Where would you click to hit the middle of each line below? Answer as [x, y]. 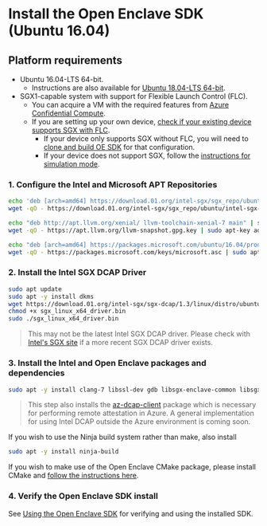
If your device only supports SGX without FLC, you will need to [146, 139]
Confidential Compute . [68, 113]
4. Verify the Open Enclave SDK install [83, 497]
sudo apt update [35, 289]
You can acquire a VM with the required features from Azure [130, 105]
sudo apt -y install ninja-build [64, 452]
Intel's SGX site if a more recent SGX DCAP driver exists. [120, 343]
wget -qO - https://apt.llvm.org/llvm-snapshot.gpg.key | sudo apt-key [129, 230]
